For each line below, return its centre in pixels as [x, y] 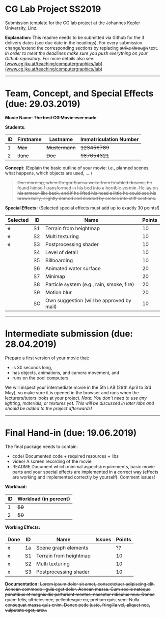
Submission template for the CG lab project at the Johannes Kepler [73, 23]
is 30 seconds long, [32, 367]
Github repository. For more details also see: [50, 58]
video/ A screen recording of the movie [52, 461]
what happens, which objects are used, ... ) [49, 173]
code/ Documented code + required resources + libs [65, 456]
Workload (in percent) [44, 499]
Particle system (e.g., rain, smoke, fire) [90, 284]
